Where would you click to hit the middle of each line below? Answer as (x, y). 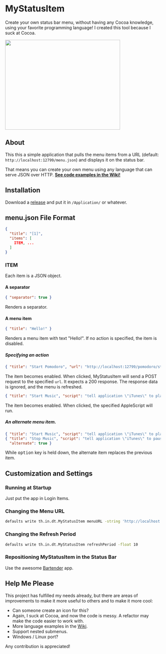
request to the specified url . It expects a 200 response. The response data (82, 381)
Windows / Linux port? (35, 637)
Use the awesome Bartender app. (39, 568)
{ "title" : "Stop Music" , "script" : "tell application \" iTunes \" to (78, 438)
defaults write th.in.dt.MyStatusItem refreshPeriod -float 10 (72, 545)
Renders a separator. (26, 307)
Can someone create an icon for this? (50, 610)
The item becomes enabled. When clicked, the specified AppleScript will (79, 405)
